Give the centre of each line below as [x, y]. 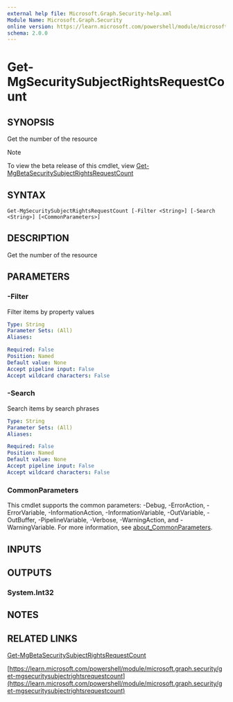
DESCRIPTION [38, 238]
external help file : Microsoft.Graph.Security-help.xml [89, 14]
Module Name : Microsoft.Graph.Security [65, 20]
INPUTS [24, 549]
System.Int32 [31, 592]
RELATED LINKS [42, 639]
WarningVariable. [32, 527]
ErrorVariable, [27, 513]
